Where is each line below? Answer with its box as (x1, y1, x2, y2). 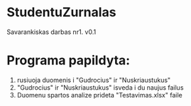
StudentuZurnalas (6, 4, 116, 20)
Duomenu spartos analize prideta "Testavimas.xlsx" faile (16, 90, 182, 99)
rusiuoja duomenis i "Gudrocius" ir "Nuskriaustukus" (16, 76, 171, 84)
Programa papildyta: (6, 52, 131, 69)
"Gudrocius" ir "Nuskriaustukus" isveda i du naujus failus (16, 83, 184, 92)
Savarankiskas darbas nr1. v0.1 (6, 28, 97, 36)
